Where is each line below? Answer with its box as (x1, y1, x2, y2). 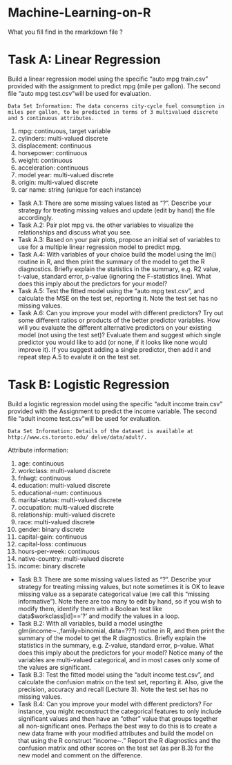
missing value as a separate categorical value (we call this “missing (17, 590, 210, 598)
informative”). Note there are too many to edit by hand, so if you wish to (17, 597, 222, 605)
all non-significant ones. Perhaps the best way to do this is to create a (17, 722, 217, 730)
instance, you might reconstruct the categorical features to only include (17, 707, 222, 715)
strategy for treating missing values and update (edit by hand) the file (17, 206, 215, 215)
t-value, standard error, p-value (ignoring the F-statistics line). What (17, 272, 211, 280)
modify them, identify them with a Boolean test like (17, 604, 163, 613)
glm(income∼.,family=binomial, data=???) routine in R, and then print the (17, 626, 225, 635)
